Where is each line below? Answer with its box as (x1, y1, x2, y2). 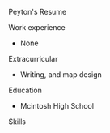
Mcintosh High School (19, 101, 95, 110)
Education (8, 85, 42, 95)
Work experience (8, 23, 66, 32)
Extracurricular (8, 54, 58, 63)
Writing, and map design (19, 70, 103, 79)
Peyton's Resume (8, 7, 67, 16)
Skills (8, 117, 27, 127)
